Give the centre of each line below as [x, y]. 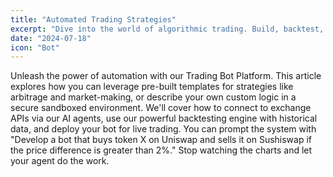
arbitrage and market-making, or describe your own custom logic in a [153, 97]
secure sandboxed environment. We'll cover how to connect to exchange [161, 108]
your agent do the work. [60, 161]
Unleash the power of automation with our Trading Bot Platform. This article [166, 76]
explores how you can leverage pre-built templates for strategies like [152, 87]
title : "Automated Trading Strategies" [93, 19]
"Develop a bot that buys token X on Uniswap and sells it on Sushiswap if [161, 140]
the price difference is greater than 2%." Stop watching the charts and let [161, 150]
